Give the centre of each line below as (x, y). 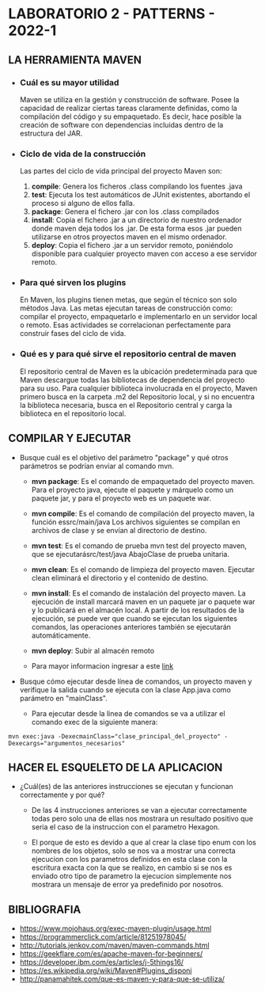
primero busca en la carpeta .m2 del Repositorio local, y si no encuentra (137, 396)
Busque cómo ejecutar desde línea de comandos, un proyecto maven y (136, 681)
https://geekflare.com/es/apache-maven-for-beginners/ (111, 954)
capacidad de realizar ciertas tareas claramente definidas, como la (128, 108)
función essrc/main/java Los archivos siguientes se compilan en (136, 522)
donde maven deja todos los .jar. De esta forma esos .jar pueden (136, 229)
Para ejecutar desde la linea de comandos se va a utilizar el (128, 713)
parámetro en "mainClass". (64, 698)
